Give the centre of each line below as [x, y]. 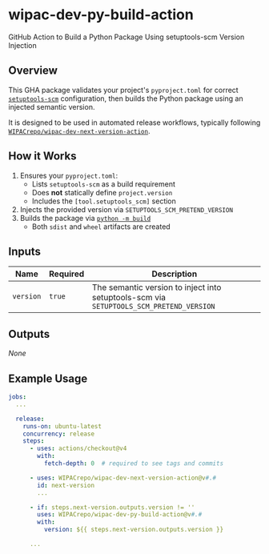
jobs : [17, 397]
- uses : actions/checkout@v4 [78, 449]
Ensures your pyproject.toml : [69, 175]
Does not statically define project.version [102, 192]
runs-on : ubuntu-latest [62, 426]
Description [175, 274]
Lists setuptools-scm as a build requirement [104, 184]
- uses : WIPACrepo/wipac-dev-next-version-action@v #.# [123, 478]
